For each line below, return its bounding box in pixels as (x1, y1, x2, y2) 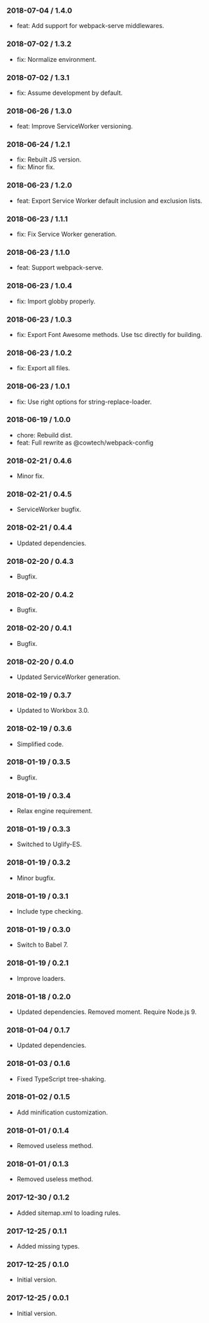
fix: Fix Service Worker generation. (16, 230, 117, 239)
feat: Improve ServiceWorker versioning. (16, 122, 134, 131)
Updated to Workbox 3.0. (16, 706, 89, 715)
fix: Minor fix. (16, 163, 55, 171)
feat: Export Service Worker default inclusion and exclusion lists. (16, 196, 203, 205)
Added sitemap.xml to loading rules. (16, 1209, 121, 1217)
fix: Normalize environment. (16, 55, 97, 63)
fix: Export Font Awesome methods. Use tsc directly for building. (16, 330, 203, 338)
